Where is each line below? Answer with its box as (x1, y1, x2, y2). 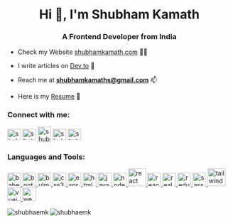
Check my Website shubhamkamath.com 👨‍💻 (17, 48, 148, 56)
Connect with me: (7, 110, 70, 120)
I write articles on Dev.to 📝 (17, 62, 95, 70)
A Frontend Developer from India (61, 32, 177, 42)
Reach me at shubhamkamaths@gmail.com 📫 (17, 76, 158, 85)
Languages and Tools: (7, 152, 85, 162)
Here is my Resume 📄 (17, 92, 81, 101)
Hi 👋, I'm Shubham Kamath (38, 6, 200, 23)
